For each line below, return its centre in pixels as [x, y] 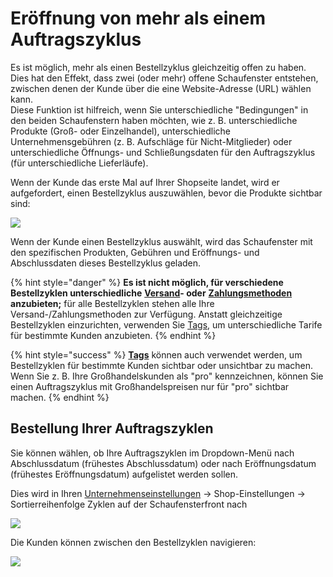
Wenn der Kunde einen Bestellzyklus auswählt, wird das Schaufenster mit [161, 241]
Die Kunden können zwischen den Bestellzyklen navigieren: [133, 542]
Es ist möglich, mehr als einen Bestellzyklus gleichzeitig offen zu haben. [158, 67]
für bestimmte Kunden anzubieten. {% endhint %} [113, 335]
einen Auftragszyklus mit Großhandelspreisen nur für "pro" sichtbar [150, 386]
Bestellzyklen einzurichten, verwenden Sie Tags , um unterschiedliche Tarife [166, 324]
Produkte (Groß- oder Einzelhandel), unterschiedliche [120, 131]
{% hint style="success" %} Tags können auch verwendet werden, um [156, 354]
